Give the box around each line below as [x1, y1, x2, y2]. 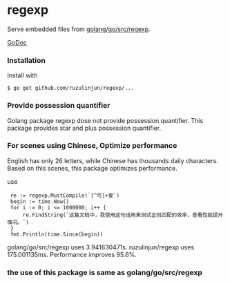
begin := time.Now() [10, 198, 70, 205]
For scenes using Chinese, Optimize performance [7, 141, 178, 151]
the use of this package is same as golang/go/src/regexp [7, 267, 202, 277]
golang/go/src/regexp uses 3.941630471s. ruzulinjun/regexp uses [7, 243, 195, 251]
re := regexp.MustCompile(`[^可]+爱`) [10, 192, 120, 199]
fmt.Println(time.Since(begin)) [10, 231, 104, 238]
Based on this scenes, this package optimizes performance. [7, 164, 178, 172]
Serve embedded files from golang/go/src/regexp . [7, 25, 151, 33]
